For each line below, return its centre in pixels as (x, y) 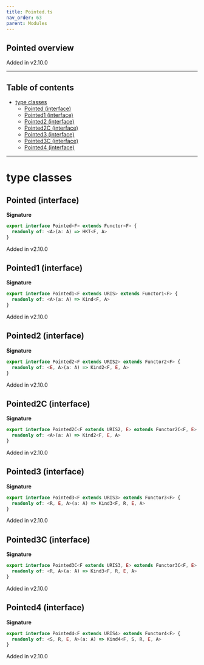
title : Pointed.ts (29, 12)
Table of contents (40, 87)
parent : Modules (27, 23)
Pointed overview (40, 48)
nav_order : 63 (24, 18)
